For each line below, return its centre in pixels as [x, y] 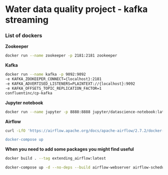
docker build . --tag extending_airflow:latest [56, 158]
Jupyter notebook [24, 103]
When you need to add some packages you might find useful [69, 149]
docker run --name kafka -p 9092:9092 [45, 74]
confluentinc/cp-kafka [29, 93]
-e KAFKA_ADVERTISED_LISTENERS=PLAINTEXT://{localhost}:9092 [70, 84]
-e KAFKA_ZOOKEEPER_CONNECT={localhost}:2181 [53, 79]
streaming [27, 20]
